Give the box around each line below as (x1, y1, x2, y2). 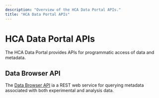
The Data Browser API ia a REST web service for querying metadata (5, 82, 144, 88)
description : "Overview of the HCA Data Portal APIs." (5, 7, 121, 12)
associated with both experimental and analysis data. (5, 88, 114, 94)
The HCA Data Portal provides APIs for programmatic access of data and (5, 49, 155, 55)
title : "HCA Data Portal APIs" (5, 12, 70, 17)
